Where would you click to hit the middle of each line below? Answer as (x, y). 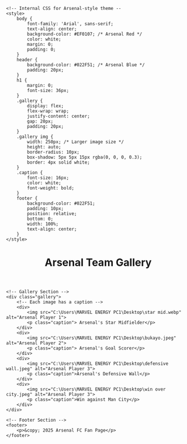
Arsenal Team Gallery (98, 262)
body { (25, 19)
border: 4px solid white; (59, 162)
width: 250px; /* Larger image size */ (76, 142)
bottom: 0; (40, 219)
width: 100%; (43, 224)
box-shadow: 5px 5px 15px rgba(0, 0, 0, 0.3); (85, 157)
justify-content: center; (59, 116)
